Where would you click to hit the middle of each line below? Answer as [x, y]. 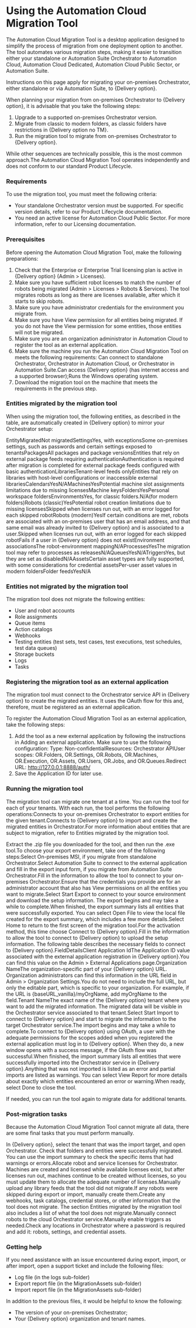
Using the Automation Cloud [76, 11]
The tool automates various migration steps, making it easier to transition [94, 52]
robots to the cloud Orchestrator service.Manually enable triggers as [89, 1219]
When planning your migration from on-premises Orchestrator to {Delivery [96, 100]
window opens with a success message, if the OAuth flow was [81, 1050]
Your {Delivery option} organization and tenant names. [80, 1319]
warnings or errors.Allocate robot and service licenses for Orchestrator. [92, 1163]
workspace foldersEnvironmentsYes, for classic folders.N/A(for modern [92, 496]
